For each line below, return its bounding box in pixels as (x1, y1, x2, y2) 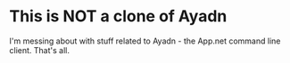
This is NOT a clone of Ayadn (9, 6, 228, 27)
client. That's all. (9, 44, 70, 55)
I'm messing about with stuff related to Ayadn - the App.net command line (9, 35, 281, 46)
